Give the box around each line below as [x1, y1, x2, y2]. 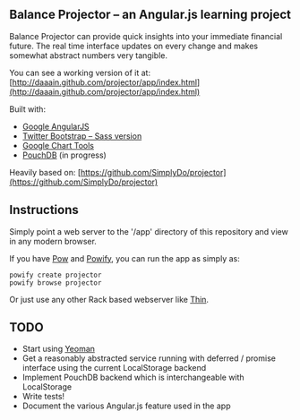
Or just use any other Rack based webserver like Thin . [9, 294, 209, 304]
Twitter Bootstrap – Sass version [21, 130, 142, 141]
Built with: [9, 103, 47, 115]
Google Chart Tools [21, 140, 94, 150]
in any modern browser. [9, 236, 97, 246]
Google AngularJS [21, 121, 90, 132]
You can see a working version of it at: [9, 67, 150, 78]
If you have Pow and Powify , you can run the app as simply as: [9, 253, 240, 263]
